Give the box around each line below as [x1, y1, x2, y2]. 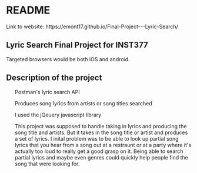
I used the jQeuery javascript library [14, 111, 102, 118]
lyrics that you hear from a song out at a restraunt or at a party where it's [14, 141, 192, 148]
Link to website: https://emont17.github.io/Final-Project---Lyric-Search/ [6, 23, 178, 30]
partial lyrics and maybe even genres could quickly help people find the [14, 154, 188, 161]
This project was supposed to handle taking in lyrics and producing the [14, 122, 187, 129]
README [6, 4, 51, 17]
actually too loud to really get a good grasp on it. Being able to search [14, 148, 183, 155]
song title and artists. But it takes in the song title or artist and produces [14, 129, 188, 136]
